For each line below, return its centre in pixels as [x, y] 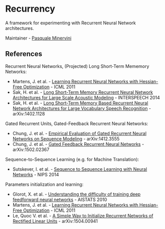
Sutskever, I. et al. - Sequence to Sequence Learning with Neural [80, 169]
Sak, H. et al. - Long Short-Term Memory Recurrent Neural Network [82, 92]
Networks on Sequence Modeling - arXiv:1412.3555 [66, 139]
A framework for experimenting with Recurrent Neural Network [71, 23]
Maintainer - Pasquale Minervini [38, 38]
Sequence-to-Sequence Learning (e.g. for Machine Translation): [72, 159]
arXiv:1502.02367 [31, 149]
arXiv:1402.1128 [29, 113]
